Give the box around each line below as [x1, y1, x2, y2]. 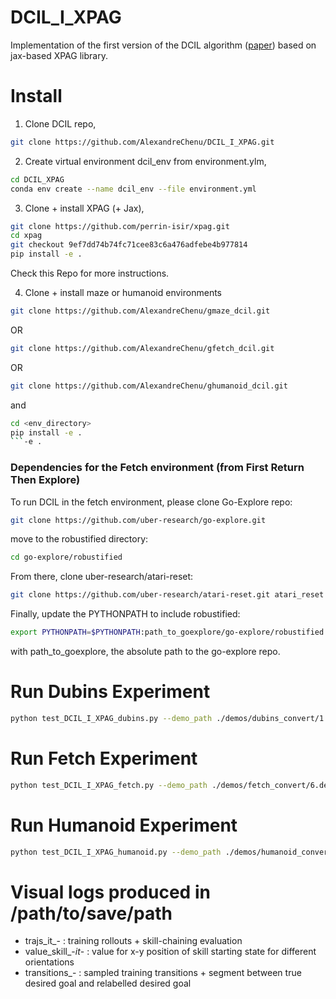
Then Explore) [10, 473, 81, 487]
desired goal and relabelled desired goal [24, 977, 192, 990]
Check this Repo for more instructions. [10, 267, 170, 279]
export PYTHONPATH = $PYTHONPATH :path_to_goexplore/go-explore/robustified [10, 627, 325, 638]
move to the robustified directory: [10, 533, 149, 545]
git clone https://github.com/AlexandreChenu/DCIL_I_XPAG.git [10, 137, 275, 147]
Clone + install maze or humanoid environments [24, 287, 222, 298]
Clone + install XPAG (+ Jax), [24, 202, 145, 214]
